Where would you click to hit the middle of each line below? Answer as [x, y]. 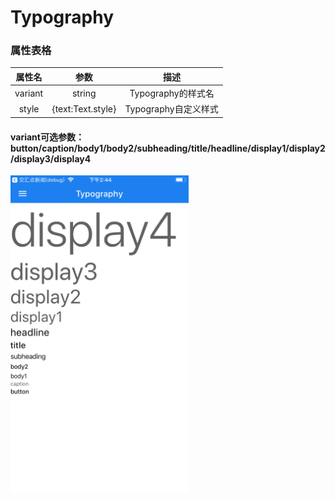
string [84, 93]
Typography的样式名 [172, 93]
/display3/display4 [51, 158]
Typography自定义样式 [171, 109]
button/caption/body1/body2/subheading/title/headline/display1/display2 [168, 148]
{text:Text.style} [84, 108]
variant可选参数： [47, 137]
